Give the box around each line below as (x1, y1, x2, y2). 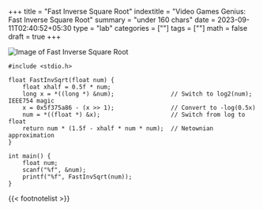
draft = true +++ (8, 32, 62, 41)
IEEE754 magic (8, 97, 55, 105)
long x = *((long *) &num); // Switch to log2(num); (22, 90, 253, 98)
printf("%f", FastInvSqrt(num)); (22, 173, 133, 181)
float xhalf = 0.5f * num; (22, 83, 111, 91)
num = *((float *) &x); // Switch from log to (22, 111, 246, 118)
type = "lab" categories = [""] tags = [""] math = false (73, 24, 248, 32)
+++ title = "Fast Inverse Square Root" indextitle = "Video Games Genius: (8, 7, 246, 16)
